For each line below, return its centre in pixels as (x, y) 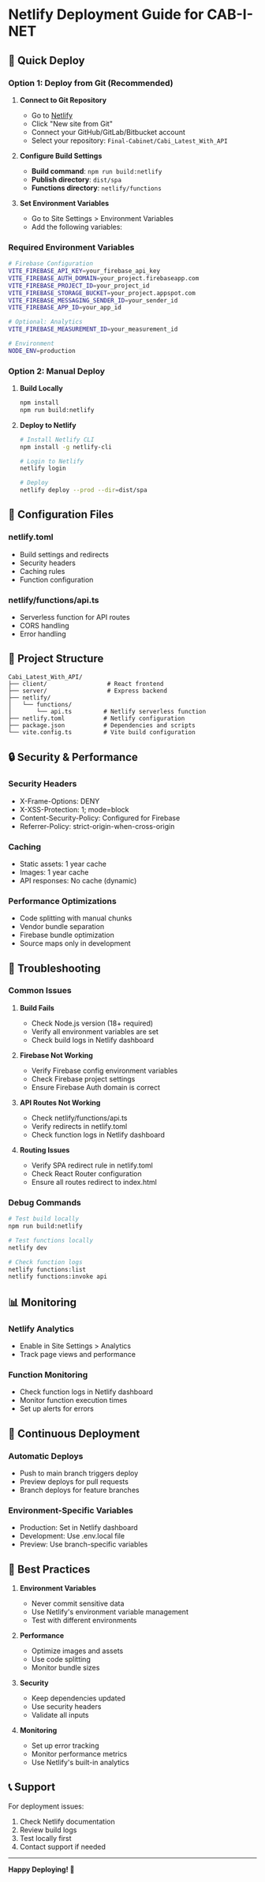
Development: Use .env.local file (72, 1536)
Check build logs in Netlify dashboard (93, 1040)
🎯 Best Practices (49, 1569)
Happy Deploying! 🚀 (41, 1869)
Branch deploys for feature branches (79, 1490)
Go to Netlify (52, 115)
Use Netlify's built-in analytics (80, 1763)
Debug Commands (45, 1202)
